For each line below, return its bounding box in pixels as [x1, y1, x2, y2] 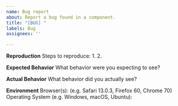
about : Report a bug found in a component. [6, 14, 116, 20]
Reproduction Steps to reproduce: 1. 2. [6, 52, 102, 60]
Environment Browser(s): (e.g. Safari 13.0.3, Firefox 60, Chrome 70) [6, 87, 173, 94]
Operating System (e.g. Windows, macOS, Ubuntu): [6, 93, 133, 101]
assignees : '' [6, 31, 42, 37]
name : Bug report [6, 8, 49, 15]
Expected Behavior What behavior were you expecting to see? [6, 64, 161, 71]
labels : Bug [6, 25, 36, 32]
